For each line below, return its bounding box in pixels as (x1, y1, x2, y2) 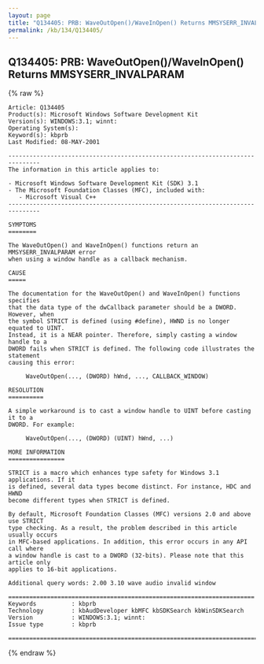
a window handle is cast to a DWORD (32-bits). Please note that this (8, 552, 244, 560)
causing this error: (8, 359, 76, 367)
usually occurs (8, 531, 58, 540)
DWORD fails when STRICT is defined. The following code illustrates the (8, 345, 255, 353)
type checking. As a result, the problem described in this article (8, 525, 237, 532)
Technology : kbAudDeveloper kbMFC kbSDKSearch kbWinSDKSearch (8, 607, 244, 615)
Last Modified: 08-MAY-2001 (8, 139, 101, 147)
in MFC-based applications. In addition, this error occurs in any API (8, 538, 247, 546)
